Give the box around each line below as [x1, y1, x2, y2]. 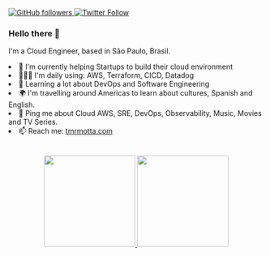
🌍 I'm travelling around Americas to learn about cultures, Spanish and [19, 88, 253, 98]
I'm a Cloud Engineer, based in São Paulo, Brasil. [8, 46, 171, 56]
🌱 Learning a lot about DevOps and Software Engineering [19, 79, 210, 89]
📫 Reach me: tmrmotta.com [19, 126, 114, 136]
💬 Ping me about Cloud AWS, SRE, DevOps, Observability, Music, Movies [19, 109, 262, 118]
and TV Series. [8, 117, 58, 127]
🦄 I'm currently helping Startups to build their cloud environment [19, 62, 234, 72]
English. [8, 100, 35, 109]
